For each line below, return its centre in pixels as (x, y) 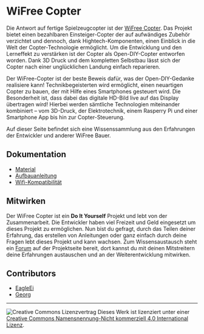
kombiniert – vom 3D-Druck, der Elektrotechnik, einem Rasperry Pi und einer (102, 111)
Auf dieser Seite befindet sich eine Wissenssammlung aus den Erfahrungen (101, 129)
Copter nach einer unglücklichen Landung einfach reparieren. (83, 66)
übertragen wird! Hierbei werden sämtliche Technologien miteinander (93, 104)
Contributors (31, 274)
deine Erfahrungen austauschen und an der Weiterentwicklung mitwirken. (98, 254)
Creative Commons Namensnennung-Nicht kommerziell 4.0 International (97, 319)
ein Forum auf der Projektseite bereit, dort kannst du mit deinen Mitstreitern (101, 248)
